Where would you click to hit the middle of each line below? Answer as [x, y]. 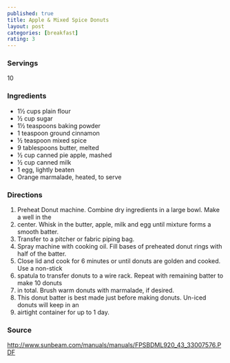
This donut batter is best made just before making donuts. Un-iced [112, 298]
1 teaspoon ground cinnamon [58, 133]
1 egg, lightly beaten [45, 169]
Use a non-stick [40, 269]
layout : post [26, 26]
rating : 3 [21, 39]
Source [20, 330]
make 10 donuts [40, 283]
